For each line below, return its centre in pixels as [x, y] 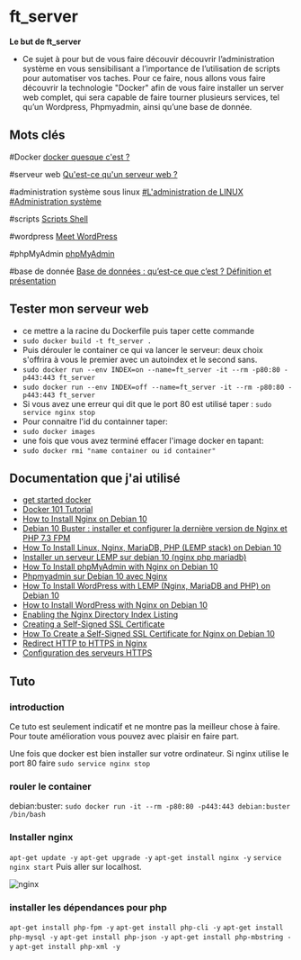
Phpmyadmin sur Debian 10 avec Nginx [95, 576]
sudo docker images [59, 431]
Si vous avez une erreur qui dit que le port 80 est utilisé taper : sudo [147, 403]
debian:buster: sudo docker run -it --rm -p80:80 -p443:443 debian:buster [150, 806]
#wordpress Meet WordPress [64, 236]
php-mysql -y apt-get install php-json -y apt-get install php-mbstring [146, 937]
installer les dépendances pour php [89, 907]
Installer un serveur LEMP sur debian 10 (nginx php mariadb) [134, 557]
